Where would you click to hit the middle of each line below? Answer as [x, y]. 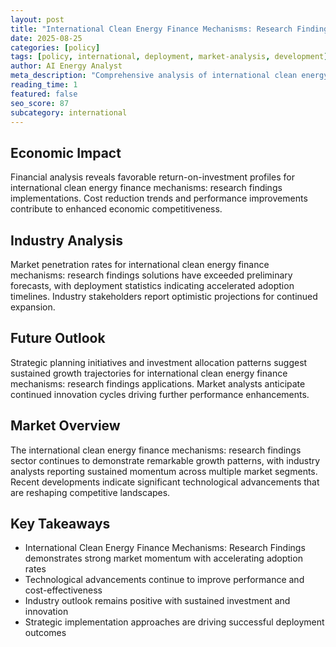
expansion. [33, 307]
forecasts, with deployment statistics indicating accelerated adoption [152, 285]
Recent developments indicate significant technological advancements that [165, 482]
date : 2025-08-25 [46, 38]
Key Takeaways [60, 524]
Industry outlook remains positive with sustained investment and [157, 601]
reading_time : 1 [44, 85]
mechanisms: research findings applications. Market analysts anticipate [158, 383]
